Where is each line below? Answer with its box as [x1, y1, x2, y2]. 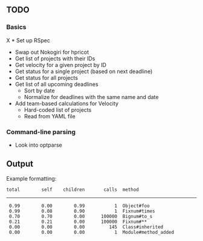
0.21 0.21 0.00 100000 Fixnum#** [8, 219, 147, 225]
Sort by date [24, 87, 56, 94]
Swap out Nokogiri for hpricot [14, 48, 89, 56]
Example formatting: [6, 175, 57, 182]
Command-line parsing [6, 127, 76, 136]
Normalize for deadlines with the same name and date [24, 93, 159, 100]
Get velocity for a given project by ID [14, 61, 107, 68]
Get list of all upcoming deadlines [14, 80, 98, 88]
